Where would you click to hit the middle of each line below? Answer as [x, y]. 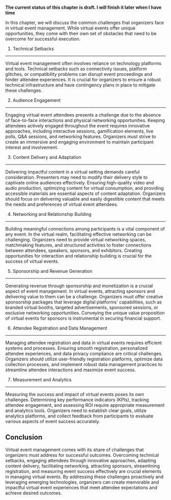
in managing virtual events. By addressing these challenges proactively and [84, 477]
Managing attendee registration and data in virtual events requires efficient [83, 343]
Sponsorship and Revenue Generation [52, 271]
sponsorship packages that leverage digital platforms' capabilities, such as [83, 302]
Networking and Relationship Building [52, 214]
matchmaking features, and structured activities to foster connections [78, 245]
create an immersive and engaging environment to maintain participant [79, 142]
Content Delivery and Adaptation [47, 157]
